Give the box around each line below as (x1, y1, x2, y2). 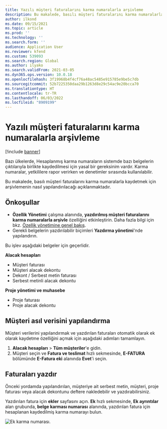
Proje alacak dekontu (12, 302, 56, 308)
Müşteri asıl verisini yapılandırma (5, 317, 110, 325)
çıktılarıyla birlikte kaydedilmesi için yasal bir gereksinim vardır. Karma (5, 164, 148, 170)
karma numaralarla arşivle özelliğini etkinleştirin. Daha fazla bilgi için (12, 216, 154, 222)
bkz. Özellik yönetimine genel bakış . (12, 222, 86, 228)
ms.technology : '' (5, 35, 43, 40)
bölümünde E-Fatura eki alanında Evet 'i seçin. (12, 355, 108, 362)
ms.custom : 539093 (5, 53, 43, 59)
